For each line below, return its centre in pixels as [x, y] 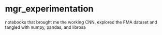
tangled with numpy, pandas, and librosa [45, 27]
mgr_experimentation [49, 9]
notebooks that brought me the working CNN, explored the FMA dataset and [81, 22]
